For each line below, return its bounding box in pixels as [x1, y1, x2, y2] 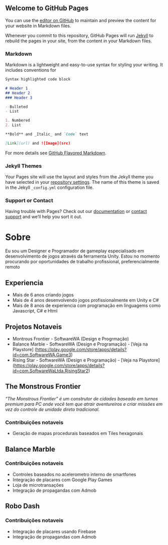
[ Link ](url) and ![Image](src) [5, 141, 71, 146]
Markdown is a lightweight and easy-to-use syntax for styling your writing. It [5, 62, 163, 68]
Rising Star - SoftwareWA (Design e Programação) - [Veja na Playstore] [12, 357, 160, 363]
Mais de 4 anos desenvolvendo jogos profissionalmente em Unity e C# [12, 297, 159, 303]
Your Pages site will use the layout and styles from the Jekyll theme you [5, 174, 154, 180]
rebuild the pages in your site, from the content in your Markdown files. [5, 38, 152, 44]
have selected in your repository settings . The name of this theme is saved [5, 179, 159, 185]
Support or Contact [5, 197, 54, 204]
